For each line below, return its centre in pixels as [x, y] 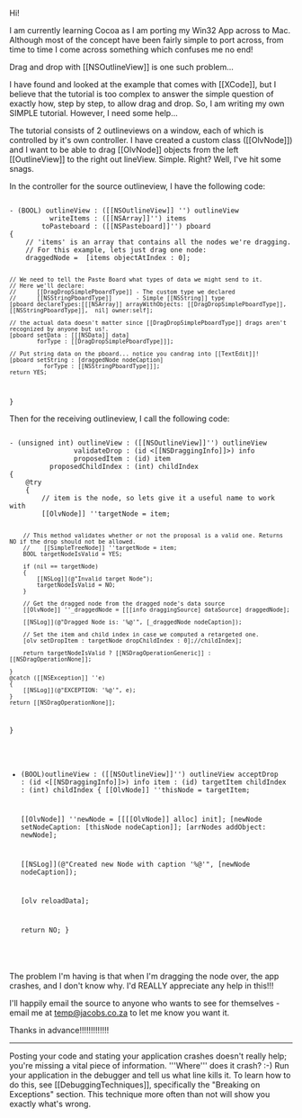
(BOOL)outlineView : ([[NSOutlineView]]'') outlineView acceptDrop [150, 775]
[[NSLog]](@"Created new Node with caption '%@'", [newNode [136, 864]
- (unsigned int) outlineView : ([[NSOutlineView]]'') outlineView [138, 443]
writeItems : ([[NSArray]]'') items [118, 219]
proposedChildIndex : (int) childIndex [124, 466]
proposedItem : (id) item [122, 458]
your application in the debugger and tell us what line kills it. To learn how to [150, 1076]
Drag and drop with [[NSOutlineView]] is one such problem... [121, 67]
